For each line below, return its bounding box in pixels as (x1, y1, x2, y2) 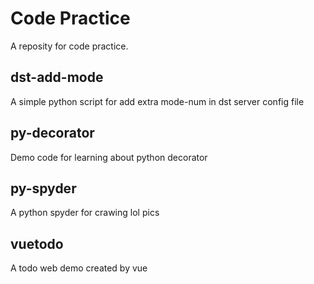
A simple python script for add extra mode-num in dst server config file (10, 95, 305, 107)
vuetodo (10, 235, 64, 252)
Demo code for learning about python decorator (10, 151, 208, 163)
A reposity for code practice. (10, 40, 129, 52)
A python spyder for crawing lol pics (10, 207, 160, 219)
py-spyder (10, 180, 77, 197)
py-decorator (10, 125, 95, 142)
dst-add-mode (10, 69, 104, 86)
